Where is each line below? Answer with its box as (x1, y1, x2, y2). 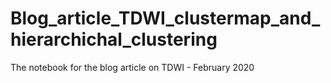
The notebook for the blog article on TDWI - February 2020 (10, 61, 255, 73)
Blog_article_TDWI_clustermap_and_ (10, 7, 321, 30)
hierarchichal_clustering (10, 28, 218, 51)
